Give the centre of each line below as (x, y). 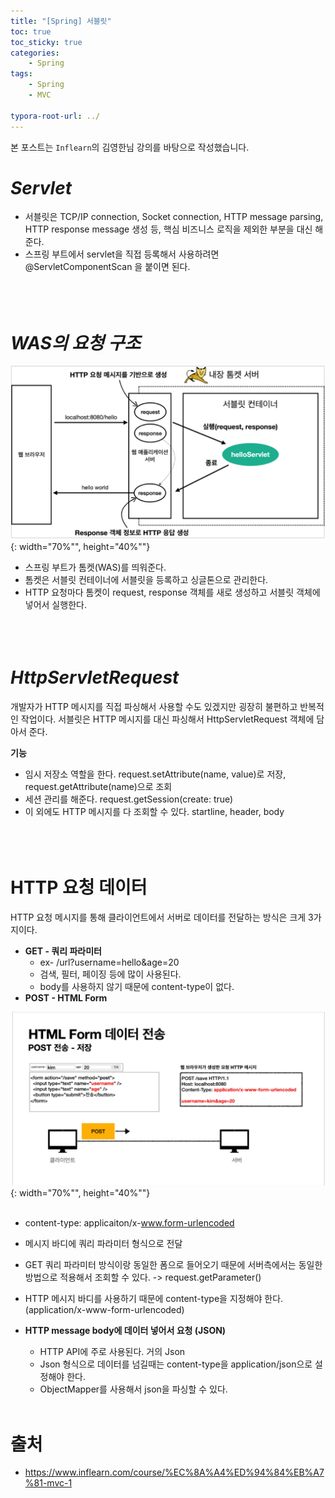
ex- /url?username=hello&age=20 (109, 962)
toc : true (31, 31)
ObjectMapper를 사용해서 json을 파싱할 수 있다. (133, 1389)
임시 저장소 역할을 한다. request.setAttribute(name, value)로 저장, (155, 774)
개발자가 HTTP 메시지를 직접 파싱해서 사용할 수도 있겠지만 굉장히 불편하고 (154, 706)
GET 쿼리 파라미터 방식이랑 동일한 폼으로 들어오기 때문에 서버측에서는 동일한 (173, 1265)
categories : (35, 53)
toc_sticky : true (46, 42)
